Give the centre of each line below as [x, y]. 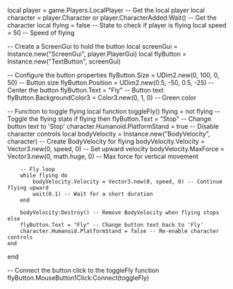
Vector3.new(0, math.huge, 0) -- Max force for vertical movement [103, 156]
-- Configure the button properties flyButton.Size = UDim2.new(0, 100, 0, [113, 75]
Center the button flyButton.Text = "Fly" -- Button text [85, 90]
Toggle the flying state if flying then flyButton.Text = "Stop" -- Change [109, 119]
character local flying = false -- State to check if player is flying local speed [117, 25]
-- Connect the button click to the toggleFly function [83, 270]
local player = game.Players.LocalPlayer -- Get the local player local [106, 10]
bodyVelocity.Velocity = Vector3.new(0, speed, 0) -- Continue [127, 182]
